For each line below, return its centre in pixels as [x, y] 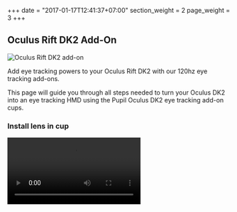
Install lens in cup [38, 126]
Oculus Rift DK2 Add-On [62, 40]
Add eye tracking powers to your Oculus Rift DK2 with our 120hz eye [108, 71]
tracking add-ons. [34, 78]
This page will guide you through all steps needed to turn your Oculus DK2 [116, 92]
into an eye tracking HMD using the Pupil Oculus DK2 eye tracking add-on [116, 100]
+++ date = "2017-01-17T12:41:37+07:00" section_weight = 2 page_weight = [119, 10]
